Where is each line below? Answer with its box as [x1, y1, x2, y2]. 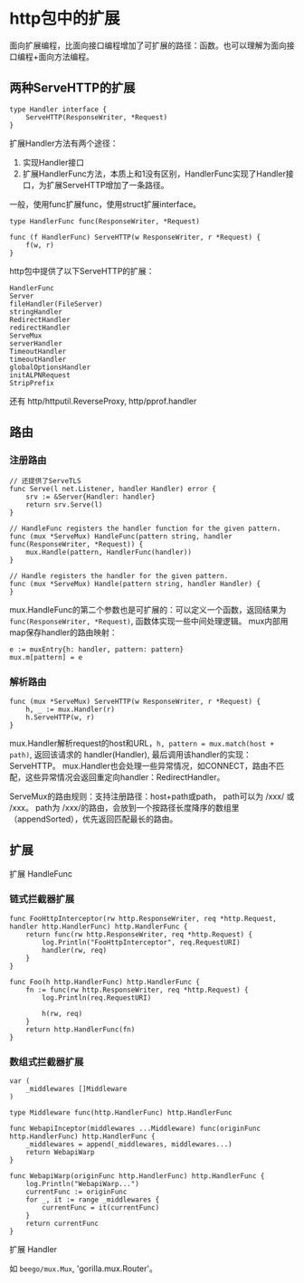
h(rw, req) [42, 1009, 83, 1018]
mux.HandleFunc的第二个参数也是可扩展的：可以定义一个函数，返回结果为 [9, 604, 287, 615]
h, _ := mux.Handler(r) [25, 705, 116, 714]
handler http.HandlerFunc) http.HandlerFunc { [9, 922, 188, 931]
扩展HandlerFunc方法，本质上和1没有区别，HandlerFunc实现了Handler [22, 168, 287, 179]
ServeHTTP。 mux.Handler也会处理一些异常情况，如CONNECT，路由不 [9, 760, 277, 771]
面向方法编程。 [38, 51, 95, 62]
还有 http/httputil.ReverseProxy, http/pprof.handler [9, 395, 197, 406]
